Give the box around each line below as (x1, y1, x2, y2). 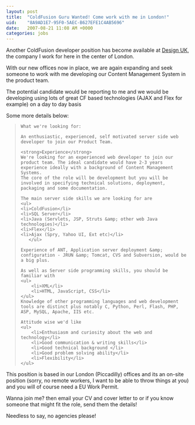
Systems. (20, 170, 42, 176)
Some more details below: (6, 112, 69, 119)
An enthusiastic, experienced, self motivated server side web (20, 134, 179, 140)
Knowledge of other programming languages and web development (20, 298, 179, 305)
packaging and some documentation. (20, 185, 108, 191)
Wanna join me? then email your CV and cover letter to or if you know (6, 395, 174, 402)
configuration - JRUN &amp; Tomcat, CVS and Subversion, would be (20, 253, 187, 258)
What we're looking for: (20, 124, 82, 130)
